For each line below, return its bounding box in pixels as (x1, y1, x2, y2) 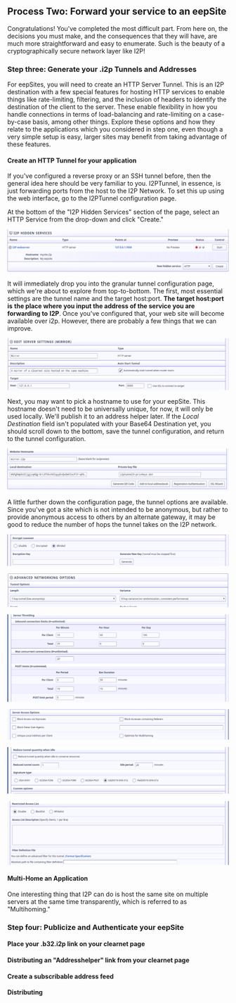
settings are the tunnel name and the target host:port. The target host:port (7, 294, 225, 302)
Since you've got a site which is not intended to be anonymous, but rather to (7, 505, 228, 513)
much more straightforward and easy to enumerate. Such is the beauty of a (7, 39, 225, 48)
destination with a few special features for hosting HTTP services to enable (7, 88, 225, 96)
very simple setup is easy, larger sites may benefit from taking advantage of (7, 133, 227, 141)
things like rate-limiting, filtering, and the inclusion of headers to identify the (7, 95, 227, 104)
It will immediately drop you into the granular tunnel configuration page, (7, 279, 214, 288)
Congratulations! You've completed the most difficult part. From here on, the (7, 24, 228, 32)
